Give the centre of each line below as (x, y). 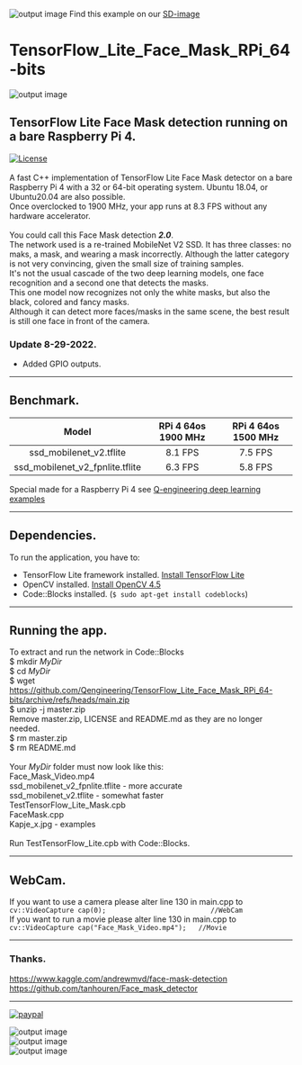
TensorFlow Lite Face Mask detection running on (149, 123)
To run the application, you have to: (75, 557)
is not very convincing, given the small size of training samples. (127, 263)
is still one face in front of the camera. (80, 320)
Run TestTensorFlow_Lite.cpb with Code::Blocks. (100, 844)
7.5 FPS (256, 452)
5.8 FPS (256, 466)
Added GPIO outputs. (62, 364)
